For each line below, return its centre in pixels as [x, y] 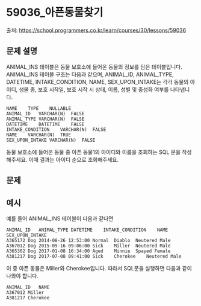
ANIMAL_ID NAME [28, 287]
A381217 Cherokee [28, 298]
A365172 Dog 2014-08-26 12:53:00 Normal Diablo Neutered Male [88, 240]
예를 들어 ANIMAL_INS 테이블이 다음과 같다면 [60, 218]
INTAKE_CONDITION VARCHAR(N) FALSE [56, 129]
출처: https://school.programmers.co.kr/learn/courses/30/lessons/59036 [96, 30]
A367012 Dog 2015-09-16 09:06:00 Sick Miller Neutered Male [88, 246]
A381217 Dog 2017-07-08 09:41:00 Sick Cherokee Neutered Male [94, 256]
